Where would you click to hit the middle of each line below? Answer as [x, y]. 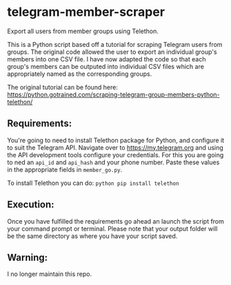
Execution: [31, 205]
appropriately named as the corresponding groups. [80, 74]
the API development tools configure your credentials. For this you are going [115, 155]
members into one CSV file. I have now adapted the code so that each [107, 59]
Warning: [28, 257]
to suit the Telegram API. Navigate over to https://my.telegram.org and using [115, 147]
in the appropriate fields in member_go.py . [65, 169]
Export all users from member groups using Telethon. [83, 31]
